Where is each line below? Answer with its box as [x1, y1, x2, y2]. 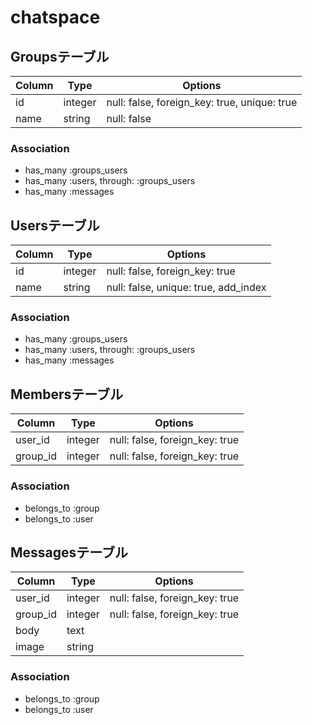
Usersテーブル [10, 217, 100, 234]
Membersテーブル [10, 386, 124, 403]
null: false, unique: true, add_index [106, 281, 267, 295]
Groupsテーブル [10, 48, 110, 65]
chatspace [10, 6, 101, 29]
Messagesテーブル [10, 544, 129, 561]
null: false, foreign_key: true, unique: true [106, 96, 298, 109]
